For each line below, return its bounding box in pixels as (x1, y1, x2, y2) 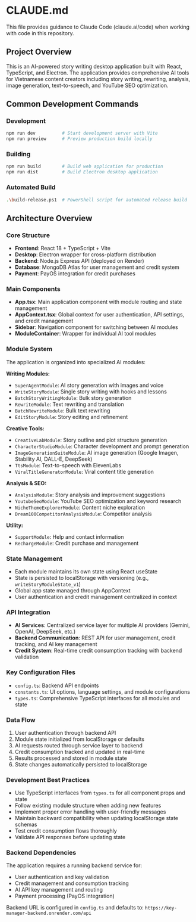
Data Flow (6, 716, 36, 724)
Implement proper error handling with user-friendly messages (14, 808, 166, 815)
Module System (6, 345, 53, 353)
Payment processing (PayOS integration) (14, 892, 115, 900)
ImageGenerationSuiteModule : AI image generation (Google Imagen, (14, 449, 179, 456)
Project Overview (6, 47, 72, 57)
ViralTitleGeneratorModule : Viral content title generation (14, 468, 154, 475)
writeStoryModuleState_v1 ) (14, 580, 81, 588)
